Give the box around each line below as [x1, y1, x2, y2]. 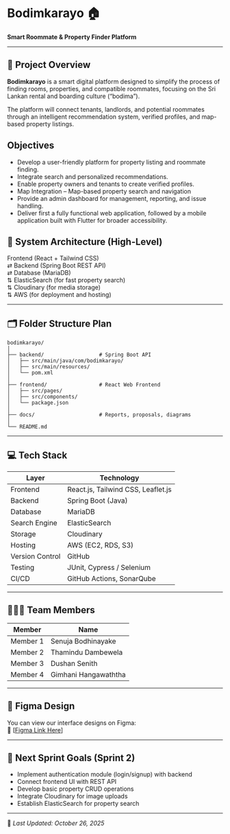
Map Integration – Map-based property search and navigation [16, 187, 192, 195]
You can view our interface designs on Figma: [7, 718, 137, 727]
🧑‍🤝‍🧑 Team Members [7, 604, 96, 616]
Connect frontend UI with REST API [16, 778, 117, 786]
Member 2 [10, 647, 44, 657]
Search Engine [10, 519, 57, 527]
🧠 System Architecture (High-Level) [7, 236, 163, 248]
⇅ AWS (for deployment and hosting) [7, 291, 112, 299]
